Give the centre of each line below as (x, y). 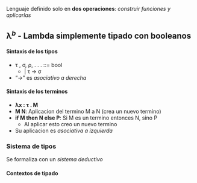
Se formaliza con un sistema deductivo (55, 159)
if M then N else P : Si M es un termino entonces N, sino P (86, 118)
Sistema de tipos (31, 146)
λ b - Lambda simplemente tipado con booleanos (99, 35)
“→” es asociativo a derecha (51, 77)
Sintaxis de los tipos (32, 51)
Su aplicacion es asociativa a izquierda (64, 130)
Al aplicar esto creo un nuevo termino (70, 124)
